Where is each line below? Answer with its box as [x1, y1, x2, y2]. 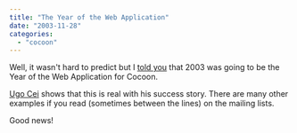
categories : [9, 29, 54, 38]
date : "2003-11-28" [9, 21, 82, 30]
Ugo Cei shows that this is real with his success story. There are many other [9, 89, 289, 99]
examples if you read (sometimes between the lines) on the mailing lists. [9, 98, 275, 109]
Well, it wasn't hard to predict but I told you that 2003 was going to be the [9, 62, 280, 73]
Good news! [9, 115, 54, 126]
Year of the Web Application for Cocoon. [9, 72, 159, 82]
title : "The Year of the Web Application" [9, 12, 169, 22]
